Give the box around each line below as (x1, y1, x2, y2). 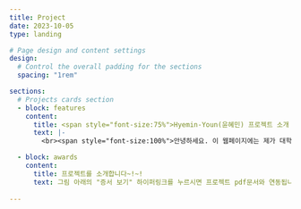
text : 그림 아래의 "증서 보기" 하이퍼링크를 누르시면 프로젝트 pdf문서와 (32, 178, 266, 187)
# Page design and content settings (9, 46, 146, 54)
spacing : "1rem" (17, 71, 78, 80)
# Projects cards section (17, 95, 115, 104)
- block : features (17, 104, 87, 113)
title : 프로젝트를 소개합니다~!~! (32, 169, 143, 179)
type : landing (9, 29, 63, 38)
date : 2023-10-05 (9, 21, 74, 30)
